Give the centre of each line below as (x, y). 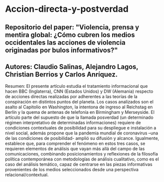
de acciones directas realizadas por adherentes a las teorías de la (71, 97)
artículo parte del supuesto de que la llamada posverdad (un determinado (79, 117)
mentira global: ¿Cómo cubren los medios (70, 35)
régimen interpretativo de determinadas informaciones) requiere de (73, 123)
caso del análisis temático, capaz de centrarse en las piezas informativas (79, 164)
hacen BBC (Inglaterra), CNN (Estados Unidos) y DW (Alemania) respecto (79, 91)
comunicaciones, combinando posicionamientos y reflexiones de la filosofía (82, 154)
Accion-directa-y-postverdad (67, 9)
